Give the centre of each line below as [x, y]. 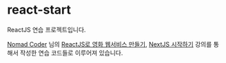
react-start [39, 10]
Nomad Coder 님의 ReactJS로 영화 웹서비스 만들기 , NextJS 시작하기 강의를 [110, 44]
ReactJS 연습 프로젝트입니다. [47, 29]
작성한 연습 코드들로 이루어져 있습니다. [71, 53]
